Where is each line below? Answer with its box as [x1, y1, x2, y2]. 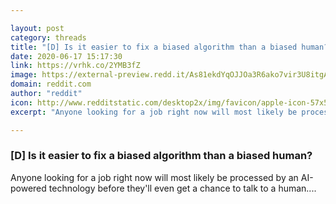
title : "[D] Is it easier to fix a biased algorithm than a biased [10, 42, 298, 52]
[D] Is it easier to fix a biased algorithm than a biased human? [10, 149, 313, 163]
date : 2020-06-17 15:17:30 [10, 51, 123, 61]
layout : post [10, 23, 65, 33]
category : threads [10, 32, 87, 43]
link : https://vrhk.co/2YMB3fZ [10, 61, 141, 71]
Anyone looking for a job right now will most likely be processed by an [10, 171, 299, 183]
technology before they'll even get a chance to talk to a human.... [48, 182, 317, 194]
